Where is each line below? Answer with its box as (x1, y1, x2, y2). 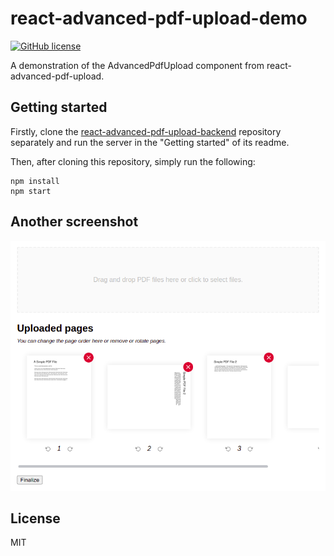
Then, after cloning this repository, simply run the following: (10, 155, 256, 167)
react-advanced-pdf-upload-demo (10, 7, 308, 30)
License (10, 510, 61, 527)
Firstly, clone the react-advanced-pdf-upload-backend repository (10, 125, 282, 137)
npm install (10, 176, 60, 186)
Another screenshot (10, 213, 139, 231)
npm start (10, 186, 52, 196)
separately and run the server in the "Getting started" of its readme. (10, 136, 290, 148)
